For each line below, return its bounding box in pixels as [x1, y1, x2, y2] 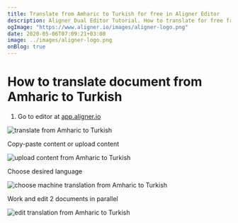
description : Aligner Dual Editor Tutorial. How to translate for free [7, 17, 223, 24]
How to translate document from [7, 74, 203, 90]
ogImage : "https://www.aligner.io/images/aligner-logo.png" [7, 23, 189, 30]
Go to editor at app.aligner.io [17, 112, 101, 120]
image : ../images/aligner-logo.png [7, 37, 113, 44]
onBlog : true [7, 43, 46, 50]
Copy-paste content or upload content [7, 139, 120, 148]
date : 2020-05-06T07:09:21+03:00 [7, 30, 106, 38]
